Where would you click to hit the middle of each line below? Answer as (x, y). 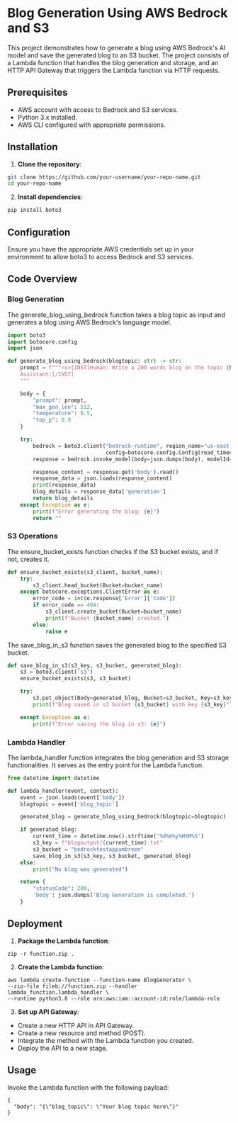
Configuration (39, 232)
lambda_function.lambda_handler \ (58, 992)
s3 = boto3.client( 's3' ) (57, 672)
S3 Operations (33, 536)
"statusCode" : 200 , (62, 888)
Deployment (35, 924)
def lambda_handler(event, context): (63, 791)
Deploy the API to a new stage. (63, 1048)
